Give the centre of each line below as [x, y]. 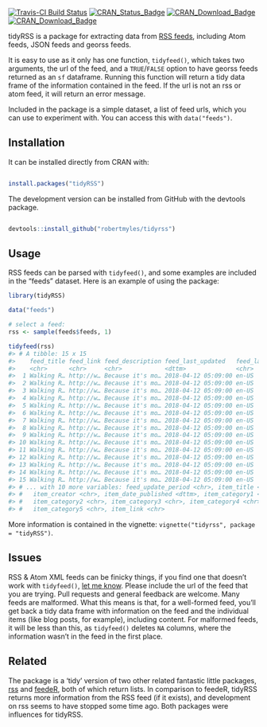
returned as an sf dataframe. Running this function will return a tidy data [127, 77]
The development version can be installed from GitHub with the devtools [127, 198]
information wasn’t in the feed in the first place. [85, 636]
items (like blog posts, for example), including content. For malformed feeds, [133, 619]
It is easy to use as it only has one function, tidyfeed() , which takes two [126, 60]
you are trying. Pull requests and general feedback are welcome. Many [124, 594]
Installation [37, 143]
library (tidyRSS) [37, 296]
